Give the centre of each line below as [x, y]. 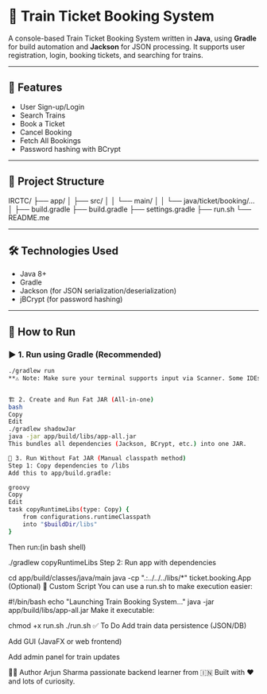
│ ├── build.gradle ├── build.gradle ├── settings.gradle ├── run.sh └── [130, 209]
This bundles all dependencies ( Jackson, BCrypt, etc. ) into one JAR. [128, 444]
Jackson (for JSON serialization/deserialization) [98, 291]
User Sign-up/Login [52, 107]
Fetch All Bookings [50, 140]
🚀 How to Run [42, 332]
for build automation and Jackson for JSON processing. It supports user [127, 46]
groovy [19, 487]
